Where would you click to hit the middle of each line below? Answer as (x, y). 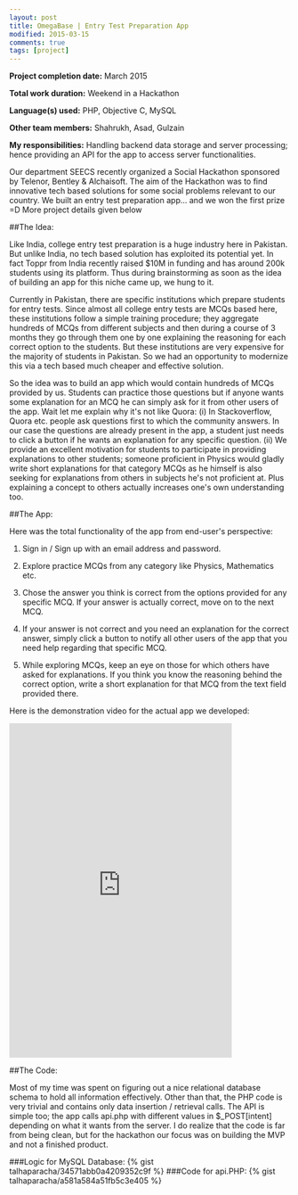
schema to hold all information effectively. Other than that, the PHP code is (146, 1097)
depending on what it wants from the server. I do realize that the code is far (147, 1125)
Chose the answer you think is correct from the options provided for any (154, 593)
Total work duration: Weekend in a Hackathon (94, 94)
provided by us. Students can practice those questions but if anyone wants (147, 392)
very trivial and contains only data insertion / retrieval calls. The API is (137, 1107)
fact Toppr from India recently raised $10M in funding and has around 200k (147, 263)
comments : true (37, 42)
